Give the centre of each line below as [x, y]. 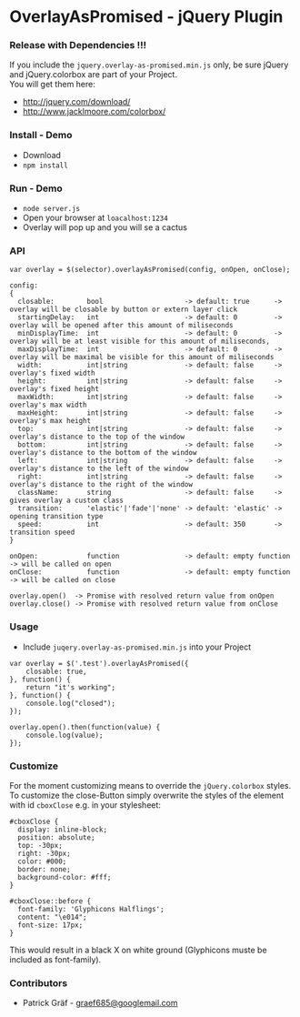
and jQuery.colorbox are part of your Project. [93, 75]
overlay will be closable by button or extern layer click [124, 310]
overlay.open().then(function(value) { [85, 727]
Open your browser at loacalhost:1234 [95, 218]
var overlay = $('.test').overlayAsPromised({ [99, 663]
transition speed [42, 533]
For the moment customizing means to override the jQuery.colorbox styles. [150, 785]
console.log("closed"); [71, 703]
